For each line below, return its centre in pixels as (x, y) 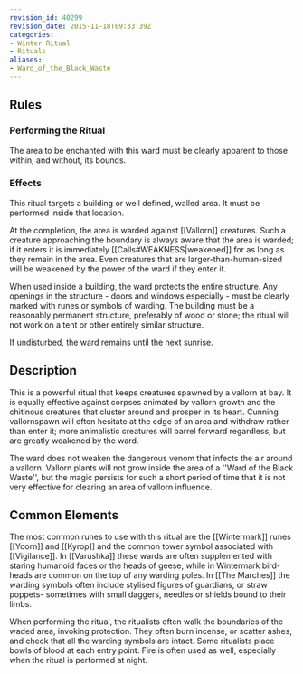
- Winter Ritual (40, 43)
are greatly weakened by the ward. (74, 441)
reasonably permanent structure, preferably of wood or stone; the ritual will (150, 315)
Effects (26, 184)
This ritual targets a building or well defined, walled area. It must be (135, 203)
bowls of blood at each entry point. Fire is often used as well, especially (143, 650)
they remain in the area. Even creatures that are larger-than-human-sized (146, 259)
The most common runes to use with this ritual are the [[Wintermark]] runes (150, 537)
